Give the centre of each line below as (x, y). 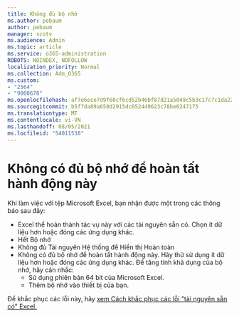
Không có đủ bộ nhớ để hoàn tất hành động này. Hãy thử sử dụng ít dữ (121, 255)
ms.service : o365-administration (57, 54)
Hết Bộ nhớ (34, 240)
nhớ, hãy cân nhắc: (46, 270)
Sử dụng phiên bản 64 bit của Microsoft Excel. (96, 278)
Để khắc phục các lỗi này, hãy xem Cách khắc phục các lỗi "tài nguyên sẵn (117, 299)
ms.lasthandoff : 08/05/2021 (49, 126)
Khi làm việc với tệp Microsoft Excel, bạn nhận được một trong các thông (114, 203)
